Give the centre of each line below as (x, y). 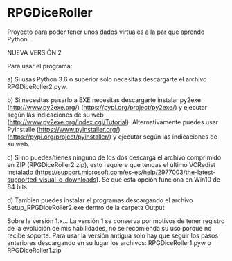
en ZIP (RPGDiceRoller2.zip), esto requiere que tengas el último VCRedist (111, 164)
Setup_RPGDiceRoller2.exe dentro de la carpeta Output (86, 207)
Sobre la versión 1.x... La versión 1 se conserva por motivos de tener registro (116, 221)
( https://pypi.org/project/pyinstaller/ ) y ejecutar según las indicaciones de (113, 137)
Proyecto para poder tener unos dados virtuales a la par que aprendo (106, 32)
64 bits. (18, 186)
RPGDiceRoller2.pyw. (37, 86)
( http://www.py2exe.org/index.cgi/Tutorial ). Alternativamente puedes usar (113, 122)
